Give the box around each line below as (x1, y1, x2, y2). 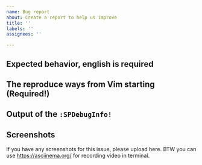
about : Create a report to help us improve (6, 14, 118, 20)
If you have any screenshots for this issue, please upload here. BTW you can (6, 146, 197, 153)
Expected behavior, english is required (6, 58, 154, 69)
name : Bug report (6, 8, 50, 15)
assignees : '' (6, 31, 42, 37)
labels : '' (6, 25, 34, 32)
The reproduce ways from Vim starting (6, 79, 155, 89)
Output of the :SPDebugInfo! (6, 109, 113, 119)
